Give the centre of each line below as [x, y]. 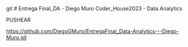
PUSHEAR [18, 20]
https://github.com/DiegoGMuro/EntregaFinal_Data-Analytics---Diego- [93, 31]
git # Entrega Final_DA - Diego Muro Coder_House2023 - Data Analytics [94, 9]
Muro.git [16, 37]
